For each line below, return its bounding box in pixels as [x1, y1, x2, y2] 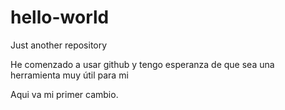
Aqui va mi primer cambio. [10, 88, 119, 100]
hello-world [10, 6, 110, 29]
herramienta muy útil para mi [10, 69, 129, 81]
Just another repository [10, 39, 108, 51]
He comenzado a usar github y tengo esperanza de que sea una [10, 58, 275, 70]
